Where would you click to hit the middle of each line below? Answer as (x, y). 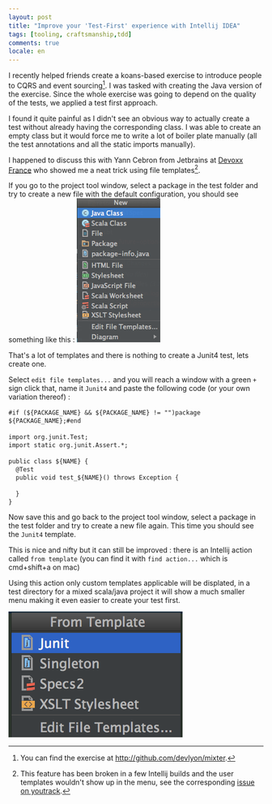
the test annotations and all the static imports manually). (102, 144)
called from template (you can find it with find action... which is (118, 559)
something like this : (42, 340)
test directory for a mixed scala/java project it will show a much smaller (127, 591)
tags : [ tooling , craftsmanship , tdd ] (70, 34)
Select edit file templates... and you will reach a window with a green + (133, 380)
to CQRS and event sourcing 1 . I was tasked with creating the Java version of (135, 85)
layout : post (30, 17)
